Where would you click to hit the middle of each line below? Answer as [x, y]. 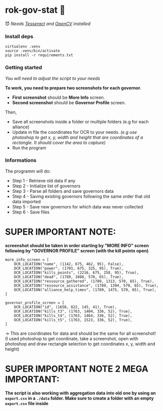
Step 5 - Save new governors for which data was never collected [78, 206]
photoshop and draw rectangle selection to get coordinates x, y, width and [80, 344]
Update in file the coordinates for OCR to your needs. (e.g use [74, 132]
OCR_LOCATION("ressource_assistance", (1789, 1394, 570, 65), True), [86, 285]
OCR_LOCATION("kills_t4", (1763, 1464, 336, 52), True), [73, 316]
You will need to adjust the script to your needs [53, 78]
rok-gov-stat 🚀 [35, 10]
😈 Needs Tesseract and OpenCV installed [48, 24]
